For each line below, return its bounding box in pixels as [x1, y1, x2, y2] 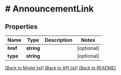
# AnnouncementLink [5, 3, 94, 14]
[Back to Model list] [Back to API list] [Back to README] [5, 65, 116, 71]
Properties [5, 23, 38, 31]
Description [45, 37, 73, 43]
